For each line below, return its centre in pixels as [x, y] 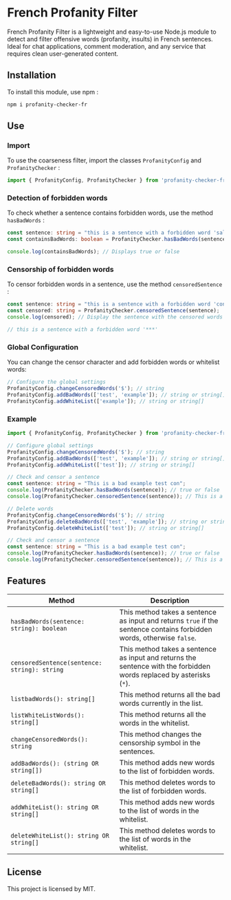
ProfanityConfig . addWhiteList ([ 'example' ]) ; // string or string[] [106, 401]
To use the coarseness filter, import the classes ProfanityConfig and [104, 160]
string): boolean [39, 628]
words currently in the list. [161, 703]
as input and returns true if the [169, 621]
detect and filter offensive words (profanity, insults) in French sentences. [110, 39]
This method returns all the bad [170, 694]
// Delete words [30, 508]
